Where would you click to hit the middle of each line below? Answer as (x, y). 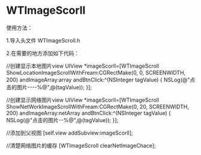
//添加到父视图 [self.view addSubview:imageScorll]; (70, 133)
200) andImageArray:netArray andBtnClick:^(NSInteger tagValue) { (88, 113)
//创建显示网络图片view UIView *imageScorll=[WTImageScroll (83, 100)
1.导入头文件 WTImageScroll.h (43, 40)
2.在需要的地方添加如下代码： (43, 53)
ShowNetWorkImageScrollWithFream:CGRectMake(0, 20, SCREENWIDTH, (97, 107)
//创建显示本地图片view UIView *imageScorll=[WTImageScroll (83, 66)
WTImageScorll (46, 10)
